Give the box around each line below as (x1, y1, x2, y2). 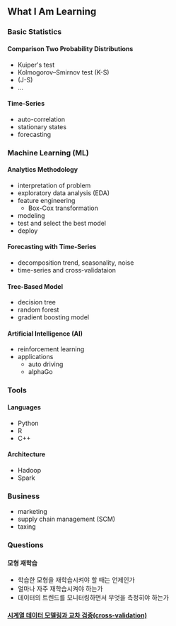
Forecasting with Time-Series (7, 243, 97, 251)
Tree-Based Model (7, 282, 64, 290)
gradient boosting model (17, 313, 90, 322)
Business (7, 491, 40, 501)
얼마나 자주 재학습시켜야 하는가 (17, 585, 103, 593)
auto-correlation (17, 115, 66, 123)
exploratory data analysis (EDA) (17, 188, 110, 197)
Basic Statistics (7, 27, 62, 37)
